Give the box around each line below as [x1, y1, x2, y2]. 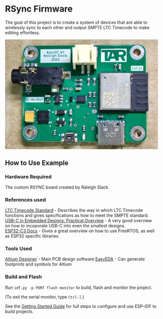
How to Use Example [5, 159, 69, 167]
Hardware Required [5, 173, 52, 180]
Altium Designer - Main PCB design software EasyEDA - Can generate [5, 256, 145, 262]
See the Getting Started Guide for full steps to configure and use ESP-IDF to [5, 303, 157, 309]
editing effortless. [5, 30, 40, 35]
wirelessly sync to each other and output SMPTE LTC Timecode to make [5, 24, 149, 30]
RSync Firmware [5, 3, 73, 15]
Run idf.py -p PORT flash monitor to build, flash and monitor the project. [5, 285, 153, 290]
